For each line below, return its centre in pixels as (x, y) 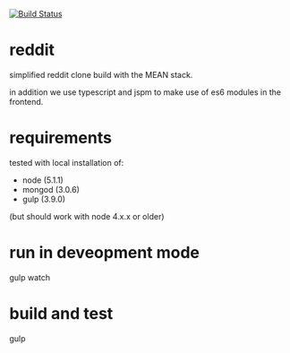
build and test (61, 314)
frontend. (26, 101)
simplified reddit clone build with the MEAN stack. (101, 74)
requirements (60, 138)
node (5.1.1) (43, 180)
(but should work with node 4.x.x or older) (87, 216)
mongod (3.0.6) (51, 189)
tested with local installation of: (67, 162)
